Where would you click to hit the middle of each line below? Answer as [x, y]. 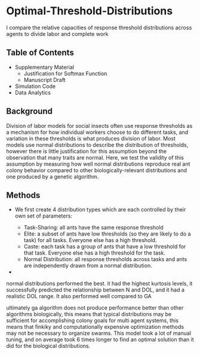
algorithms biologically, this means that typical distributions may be [89, 314]
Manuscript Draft [44, 79]
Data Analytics [33, 92]
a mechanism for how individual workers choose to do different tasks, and [97, 132]
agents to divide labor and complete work [57, 33]
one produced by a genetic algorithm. [53, 176]
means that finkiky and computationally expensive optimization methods [95, 327]
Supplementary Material [44, 67]
